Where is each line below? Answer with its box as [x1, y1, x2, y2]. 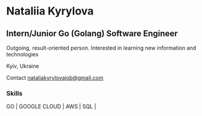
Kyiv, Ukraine [6, 62, 39, 69]
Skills [6, 89, 23, 97]
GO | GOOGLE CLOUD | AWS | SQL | [6, 103, 96, 110]
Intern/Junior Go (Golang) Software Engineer [6, 28, 178, 39]
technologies [6, 51, 39, 58]
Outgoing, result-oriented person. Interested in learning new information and [6, 44, 197, 51]
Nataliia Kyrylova [6, 4, 94, 18]
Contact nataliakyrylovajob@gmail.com [6, 74, 104, 81]
